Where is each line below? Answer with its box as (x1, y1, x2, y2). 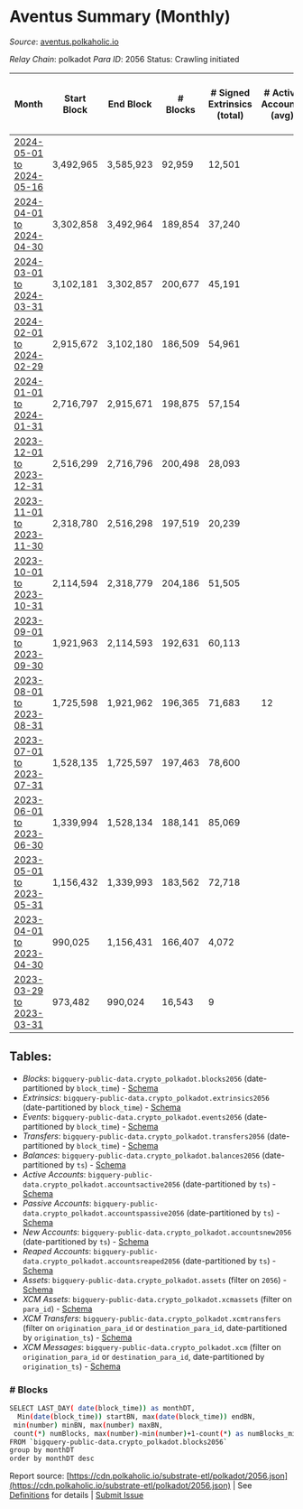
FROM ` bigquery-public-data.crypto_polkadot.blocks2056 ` (9, 1438, 228, 1447)
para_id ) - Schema (22, 1303, 93, 1314)
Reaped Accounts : (22, 1245, 92, 1256)
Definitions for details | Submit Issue (9, 1490, 144, 1501)
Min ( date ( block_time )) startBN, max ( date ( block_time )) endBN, (17, 1411, 256, 1421)
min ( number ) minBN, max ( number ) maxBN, (13, 1421, 164, 1430)
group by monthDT (9, 1446, 75, 1455)
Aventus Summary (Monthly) (9, 6, 232, 27)
